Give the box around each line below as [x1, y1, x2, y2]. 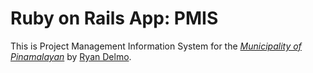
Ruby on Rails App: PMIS [10, 7, 219, 30]
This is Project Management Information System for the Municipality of [10, 40, 302, 52]
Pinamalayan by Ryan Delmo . [10, 50, 132, 62]
